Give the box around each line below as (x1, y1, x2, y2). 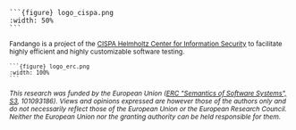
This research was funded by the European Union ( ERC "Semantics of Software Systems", (9, 89, 287, 98)
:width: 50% (9, 16, 54, 25)
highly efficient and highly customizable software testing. (9, 47, 185, 56)
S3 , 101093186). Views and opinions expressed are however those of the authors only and (9, 97, 286, 106)
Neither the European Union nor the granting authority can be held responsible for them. (9, 112, 282, 121)
